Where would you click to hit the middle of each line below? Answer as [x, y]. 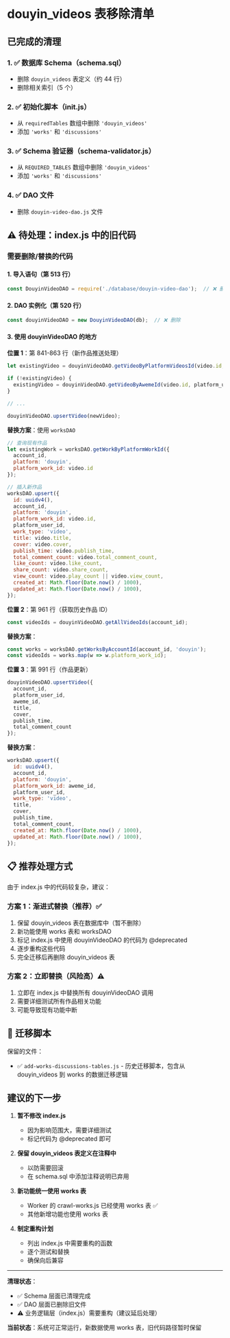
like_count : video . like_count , [58, 563]
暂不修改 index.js [41, 1116]
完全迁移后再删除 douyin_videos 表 [66, 957]
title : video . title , [42, 538]
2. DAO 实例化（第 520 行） [46, 305]
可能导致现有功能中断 [47, 1009]
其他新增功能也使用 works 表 [67, 1214]
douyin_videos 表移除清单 [81, 14]
